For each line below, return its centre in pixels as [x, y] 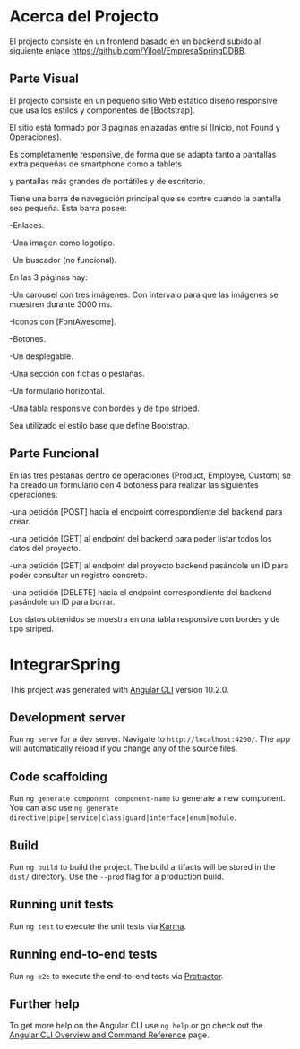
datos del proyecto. [45, 548]
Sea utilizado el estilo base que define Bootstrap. [100, 425]
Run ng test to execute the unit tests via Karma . [98, 926]
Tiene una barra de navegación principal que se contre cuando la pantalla [146, 198]
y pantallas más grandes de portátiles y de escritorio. [107, 181]
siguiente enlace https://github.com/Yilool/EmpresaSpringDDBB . [128, 50]
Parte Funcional [54, 454]
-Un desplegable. [41, 356]
